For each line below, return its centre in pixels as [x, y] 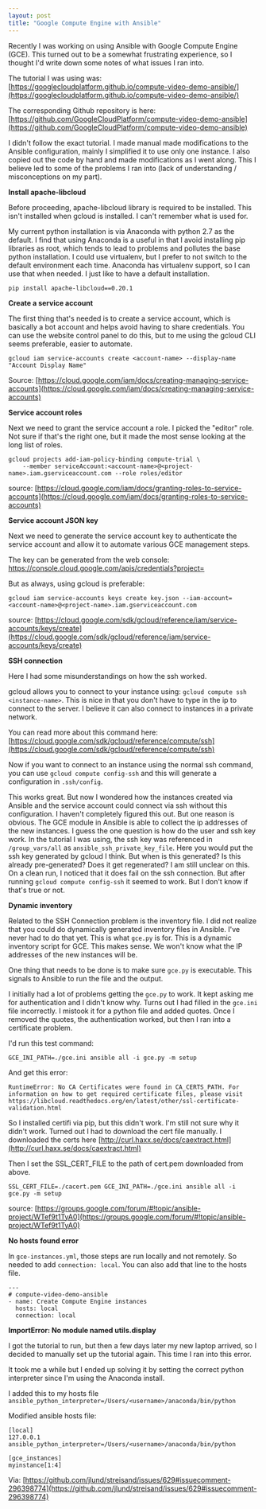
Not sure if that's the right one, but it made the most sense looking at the [127, 436]
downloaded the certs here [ [55, 1140]
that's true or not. [37, 890]
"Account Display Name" [48, 365]
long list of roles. [36, 445]
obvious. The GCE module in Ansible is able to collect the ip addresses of [128, 822]
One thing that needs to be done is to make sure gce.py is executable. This [130, 970]
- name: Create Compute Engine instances [78, 1301]
